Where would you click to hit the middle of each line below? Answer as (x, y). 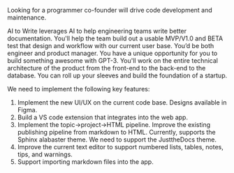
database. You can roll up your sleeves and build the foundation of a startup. (117, 75)
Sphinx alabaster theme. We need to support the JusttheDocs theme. (117, 140)
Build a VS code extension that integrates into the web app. (103, 117)
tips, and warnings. (45, 154)
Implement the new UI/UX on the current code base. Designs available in (122, 103)
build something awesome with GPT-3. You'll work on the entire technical (113, 61)
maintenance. (27, 17)
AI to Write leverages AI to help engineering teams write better (97, 31)
